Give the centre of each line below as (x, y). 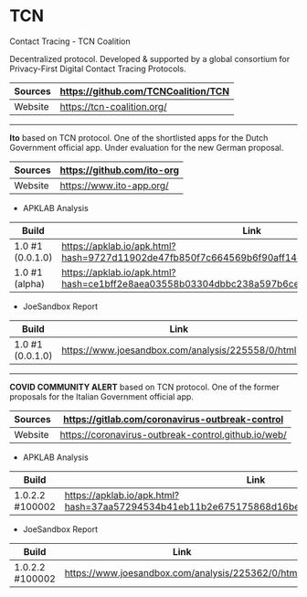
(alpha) (30, 283)
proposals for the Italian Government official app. (102, 396)
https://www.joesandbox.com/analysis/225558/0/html (179, 350)
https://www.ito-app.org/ (114, 186)
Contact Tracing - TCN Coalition (70, 41)
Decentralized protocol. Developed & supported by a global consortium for (150, 59)
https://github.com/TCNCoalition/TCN (145, 91)
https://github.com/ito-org (120, 170)
